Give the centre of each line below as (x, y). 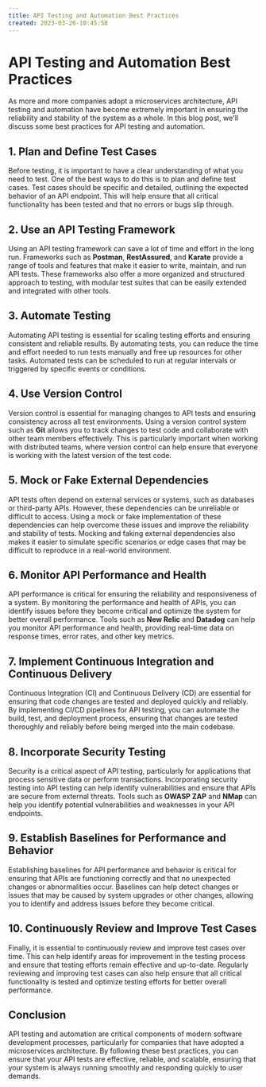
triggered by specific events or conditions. (77, 369)
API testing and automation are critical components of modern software (125, 1034)
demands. (25, 1076)
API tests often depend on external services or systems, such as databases (131, 499)
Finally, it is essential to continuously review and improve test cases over (127, 948)
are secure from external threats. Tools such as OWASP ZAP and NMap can (133, 796)
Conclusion (37, 1015)
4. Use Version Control (66, 394)
